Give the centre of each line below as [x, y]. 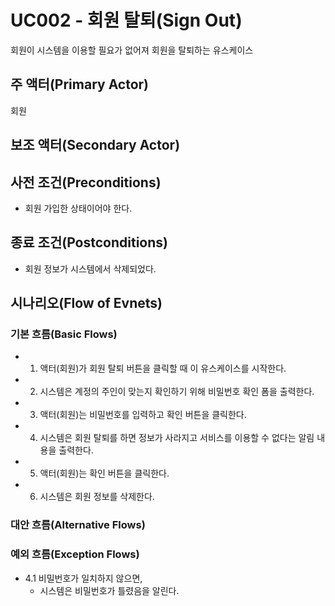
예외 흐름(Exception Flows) [75, 554]
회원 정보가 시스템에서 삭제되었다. [90, 268]
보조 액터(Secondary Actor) [95, 145]
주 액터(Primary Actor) [80, 84]
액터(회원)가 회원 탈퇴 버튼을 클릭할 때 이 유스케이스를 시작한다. [163, 368]
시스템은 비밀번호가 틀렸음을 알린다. [109, 590]
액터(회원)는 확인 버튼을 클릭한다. [104, 473]
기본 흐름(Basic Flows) [64, 334]
